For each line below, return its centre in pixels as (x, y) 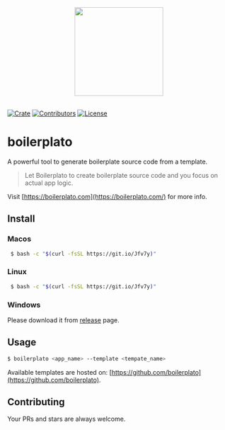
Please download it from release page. (64, 320)
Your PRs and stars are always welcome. (67, 419)
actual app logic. (49, 183)
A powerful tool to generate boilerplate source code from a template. (108, 162)
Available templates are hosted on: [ (59, 372)
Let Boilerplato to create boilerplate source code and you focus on (121, 175)
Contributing (36, 402)
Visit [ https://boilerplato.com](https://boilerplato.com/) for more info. (107, 196)
